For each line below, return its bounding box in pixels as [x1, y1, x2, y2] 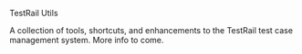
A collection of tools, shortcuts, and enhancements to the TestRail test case [9, 25, 294, 35]
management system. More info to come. [9, 35, 164, 45]
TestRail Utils [9, 8, 58, 18]
